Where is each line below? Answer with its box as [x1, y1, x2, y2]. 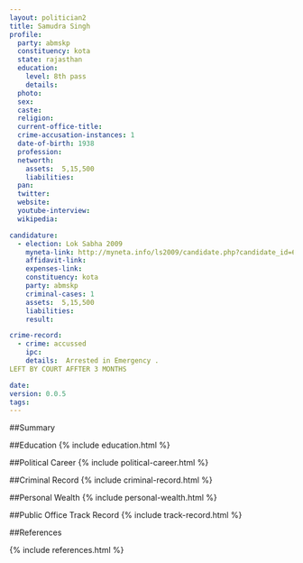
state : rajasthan [17, 55, 83, 64]
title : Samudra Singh [9, 22, 91, 31]
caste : [17, 106, 42, 115]
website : [17, 198, 50, 208]
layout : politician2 [9, 13, 87, 23]
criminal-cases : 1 [25, 290, 95, 299]
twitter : [17, 189, 50, 198]
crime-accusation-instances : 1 [17, 131, 135, 140]
